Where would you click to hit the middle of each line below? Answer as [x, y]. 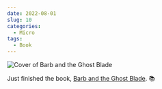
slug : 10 [19, 20]
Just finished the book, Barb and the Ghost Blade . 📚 [81, 78]
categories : [24, 26]
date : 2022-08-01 [32, 13]
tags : [15, 39]
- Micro [24, 33]
